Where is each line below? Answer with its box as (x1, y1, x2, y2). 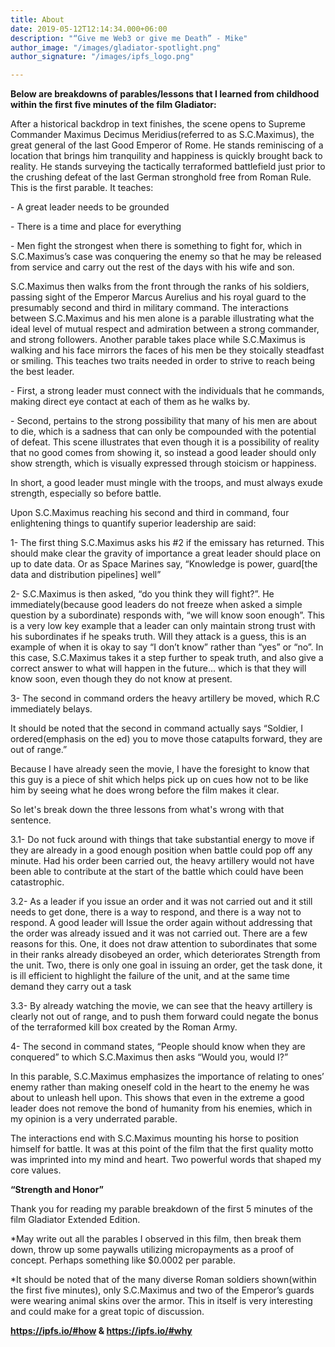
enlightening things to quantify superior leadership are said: (10, 517, 257, 530)
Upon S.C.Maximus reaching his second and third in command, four (10, 507, 290, 519)
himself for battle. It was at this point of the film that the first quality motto (10, 1143, 314, 1155)
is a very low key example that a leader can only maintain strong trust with (10, 620, 316, 632)
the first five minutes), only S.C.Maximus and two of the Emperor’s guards (10, 1284, 315, 1296)
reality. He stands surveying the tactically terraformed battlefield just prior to (10, 161, 326, 173)
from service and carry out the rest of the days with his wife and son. (10, 261, 295, 273)
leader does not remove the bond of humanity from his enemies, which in (10, 1102, 313, 1115)
